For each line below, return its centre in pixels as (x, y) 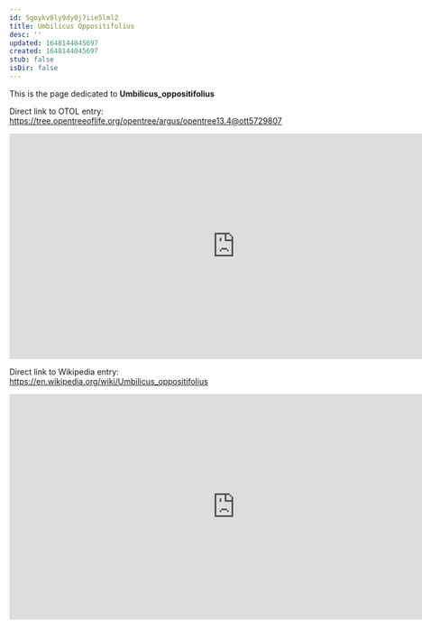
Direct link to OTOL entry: (56, 111)
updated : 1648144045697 (54, 43)
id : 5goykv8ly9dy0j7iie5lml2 (64, 18)
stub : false (32, 60)
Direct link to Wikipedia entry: (64, 372)
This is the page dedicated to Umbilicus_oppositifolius (112, 93)
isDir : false (34, 69)
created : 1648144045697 (54, 51)
